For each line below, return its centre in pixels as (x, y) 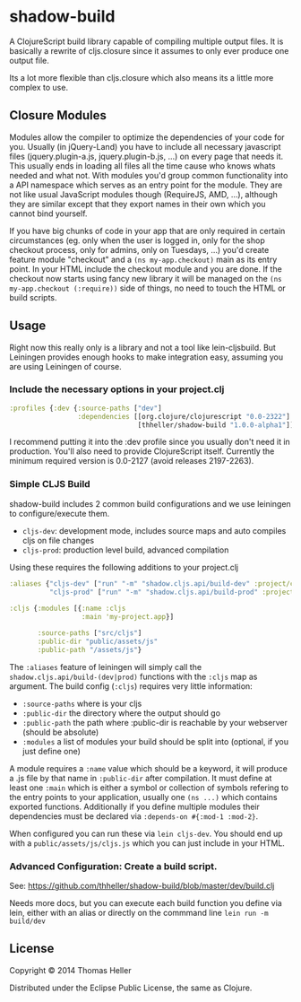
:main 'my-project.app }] (128, 617)
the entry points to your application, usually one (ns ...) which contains (143, 797)
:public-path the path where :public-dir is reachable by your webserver (155, 722)
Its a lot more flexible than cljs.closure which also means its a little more (142, 77)
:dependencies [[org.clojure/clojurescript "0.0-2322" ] (184, 416)
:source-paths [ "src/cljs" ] (90, 633)
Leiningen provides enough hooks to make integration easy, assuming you (146, 357)
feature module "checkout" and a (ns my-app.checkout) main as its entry (143, 259)
